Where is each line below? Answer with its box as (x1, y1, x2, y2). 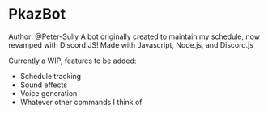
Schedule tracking (19, 71, 82, 81)
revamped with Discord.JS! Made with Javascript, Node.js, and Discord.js (8, 40, 253, 49)
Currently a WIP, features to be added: (8, 56, 137, 65)
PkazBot (8, 5, 66, 23)
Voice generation (19, 88, 78, 98)
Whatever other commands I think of (19, 97, 143, 107)
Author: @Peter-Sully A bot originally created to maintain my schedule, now (8, 31, 261, 41)
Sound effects (19, 80, 67, 90)
